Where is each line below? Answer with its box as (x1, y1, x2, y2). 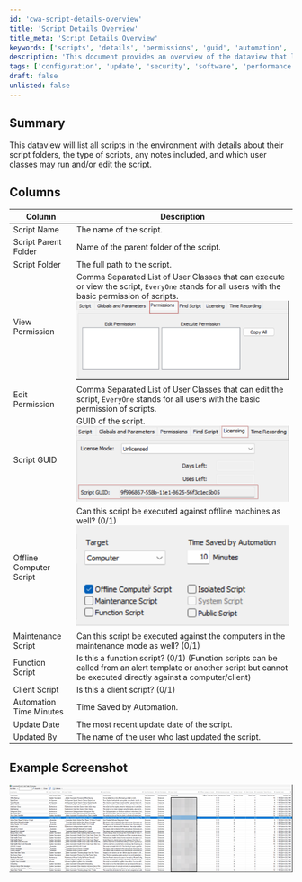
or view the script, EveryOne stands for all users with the (75, 280, 281, 292)
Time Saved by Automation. (75, 701, 179, 712)
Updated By (13, 731, 58, 742)
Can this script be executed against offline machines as (75, 505, 281, 517)
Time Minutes (13, 706, 65, 717)
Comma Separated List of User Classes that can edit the (75, 384, 284, 396)
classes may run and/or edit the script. (9, 159, 153, 169)
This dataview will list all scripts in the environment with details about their (9, 140, 284, 150)
